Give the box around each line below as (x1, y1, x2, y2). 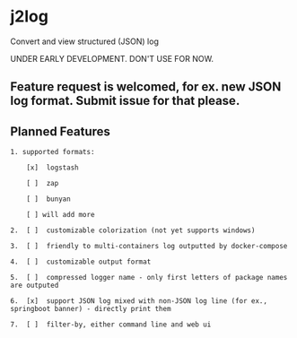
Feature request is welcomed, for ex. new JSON (10, 79, 282, 95)
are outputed (10, 281, 59, 290)
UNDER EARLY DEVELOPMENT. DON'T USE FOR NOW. (10, 53, 214, 64)
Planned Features (10, 124, 111, 139)
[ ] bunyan (26, 195, 71, 204)
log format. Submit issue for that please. (10, 93, 240, 108)
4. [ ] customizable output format (10, 257, 152, 266)
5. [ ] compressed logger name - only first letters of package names (10, 273, 288, 282)
